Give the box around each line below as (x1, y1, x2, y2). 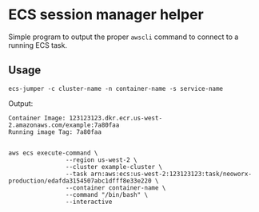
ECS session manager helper (8, 6, 204, 24)
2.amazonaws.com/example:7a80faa (8, 121, 120, 129)
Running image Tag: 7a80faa (8, 128, 102, 136)
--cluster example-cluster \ (65, 163, 162, 171)
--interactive (65, 198, 113, 206)
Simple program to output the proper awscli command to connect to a (8, 32, 239, 41)
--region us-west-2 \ (65, 155, 137, 164)
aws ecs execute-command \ (8, 149, 98, 157)
